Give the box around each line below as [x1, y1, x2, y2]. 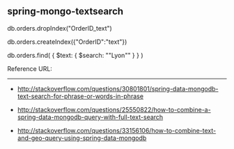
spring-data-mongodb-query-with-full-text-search [17, 113, 164, 121]
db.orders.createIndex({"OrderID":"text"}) [7, 38, 127, 46]
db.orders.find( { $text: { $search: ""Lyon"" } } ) [7, 51, 144, 59]
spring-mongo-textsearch [7, 6, 124, 17]
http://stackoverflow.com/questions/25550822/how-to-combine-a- [17, 105, 211, 113]
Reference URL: [7, 64, 52, 72]
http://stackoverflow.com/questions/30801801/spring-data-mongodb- [17, 84, 219, 93]
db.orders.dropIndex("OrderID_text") [7, 24, 113, 32]
